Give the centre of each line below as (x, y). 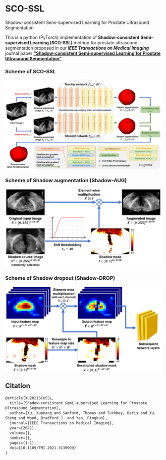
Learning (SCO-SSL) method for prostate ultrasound (84, 42)
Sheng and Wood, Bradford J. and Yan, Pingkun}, (56, 418)
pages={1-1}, (23, 443)
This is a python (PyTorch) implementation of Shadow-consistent (72, 37)
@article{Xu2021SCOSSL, (30, 398)
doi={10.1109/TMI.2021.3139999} (43, 448)
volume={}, (21, 433)
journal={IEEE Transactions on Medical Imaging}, (62, 423)
